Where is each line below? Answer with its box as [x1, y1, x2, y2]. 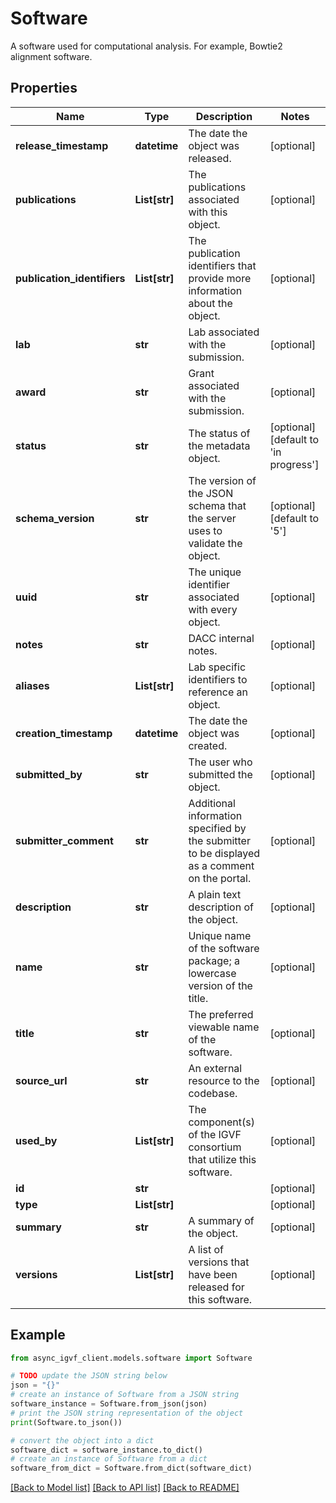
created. [188, 738, 228, 752]
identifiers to [188, 672, 248, 686]
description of [188, 900, 254, 914]
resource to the [188, 1073, 260, 1087]
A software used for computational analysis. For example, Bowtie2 [10, 40, 283, 52]
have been [188, 1267, 238, 1281]
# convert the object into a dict [10, 1435, 155, 1446]
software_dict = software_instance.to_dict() [10, 1445, 203, 1455]
